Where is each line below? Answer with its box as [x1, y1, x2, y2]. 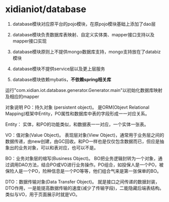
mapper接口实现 [12, 38, 47, 44]
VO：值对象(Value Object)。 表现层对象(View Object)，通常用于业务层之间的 [5, 132, 164, 138]
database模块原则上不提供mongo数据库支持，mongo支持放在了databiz [12, 48, 161, 55]
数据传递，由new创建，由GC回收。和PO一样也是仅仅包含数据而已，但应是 [5, 138, 160, 144]
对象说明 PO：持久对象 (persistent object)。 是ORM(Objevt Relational [5, 104, 150, 110]
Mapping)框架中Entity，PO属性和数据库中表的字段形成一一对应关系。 [5, 110, 150, 117]
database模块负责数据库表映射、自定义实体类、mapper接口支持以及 [12, 31, 155, 37]
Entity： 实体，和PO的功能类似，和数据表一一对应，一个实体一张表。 [5, 121, 149, 127]
